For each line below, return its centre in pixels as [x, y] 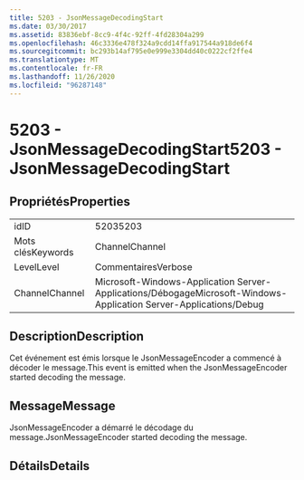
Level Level [37, 266]
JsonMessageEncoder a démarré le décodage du [102, 427]
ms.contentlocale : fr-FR [56, 69]
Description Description [77, 336]
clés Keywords [44, 252]
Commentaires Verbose [143, 266]
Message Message [62, 405]
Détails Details [50, 466]
